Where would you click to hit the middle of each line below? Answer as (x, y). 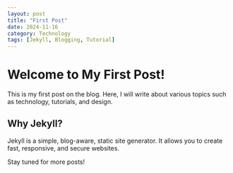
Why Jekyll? (35, 124)
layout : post (26, 14)
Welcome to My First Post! (86, 75)
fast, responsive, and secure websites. (64, 148)
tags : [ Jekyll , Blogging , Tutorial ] (61, 40)
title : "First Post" (38, 20)
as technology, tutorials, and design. (60, 102)
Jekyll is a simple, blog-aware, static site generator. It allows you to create (115, 141)
